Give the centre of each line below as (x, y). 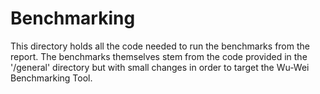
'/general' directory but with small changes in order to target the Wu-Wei (160, 67)
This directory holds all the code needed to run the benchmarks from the (160, 46)
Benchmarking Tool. (51, 78)
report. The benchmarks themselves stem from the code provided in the (159, 56)
